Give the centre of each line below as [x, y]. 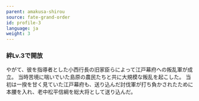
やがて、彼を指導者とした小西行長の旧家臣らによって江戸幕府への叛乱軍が [97, 70]
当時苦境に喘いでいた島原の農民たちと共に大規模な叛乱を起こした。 [101, 77]
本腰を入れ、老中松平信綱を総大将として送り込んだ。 [71, 92]
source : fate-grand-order [38, 17]
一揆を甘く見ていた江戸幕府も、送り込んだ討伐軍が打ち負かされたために [105, 84]
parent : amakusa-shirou [36, 12]
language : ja [22, 28]
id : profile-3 [24, 23]
